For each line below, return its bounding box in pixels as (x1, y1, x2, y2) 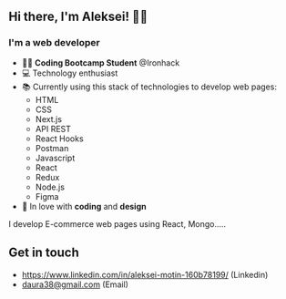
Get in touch (8, 245, 79, 261)
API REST (35, 123, 72, 134)
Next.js (35, 113, 63, 124)
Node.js (35, 181, 66, 192)
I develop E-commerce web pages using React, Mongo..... (8, 218, 227, 229)
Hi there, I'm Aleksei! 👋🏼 (8, 9, 148, 25)
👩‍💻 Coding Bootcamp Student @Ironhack (21, 57, 180, 68)
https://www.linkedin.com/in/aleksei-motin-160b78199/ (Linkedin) (21, 269, 269, 280)
